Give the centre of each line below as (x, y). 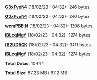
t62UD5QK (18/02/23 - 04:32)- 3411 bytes (48, 45)
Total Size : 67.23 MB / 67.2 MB (36, 73)
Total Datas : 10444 (24, 63)
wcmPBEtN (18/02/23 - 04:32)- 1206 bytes (49, 26)
